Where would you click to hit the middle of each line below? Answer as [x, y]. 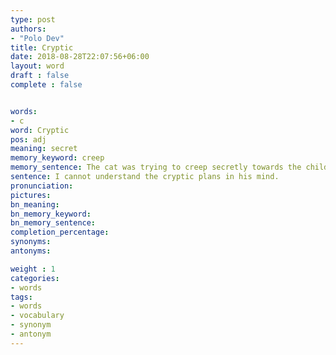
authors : [28, 29]
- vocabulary [37, 316]
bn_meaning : [35, 204]
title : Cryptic [42, 47]
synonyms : [31, 242]
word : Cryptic [40, 130]
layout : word [37, 66]
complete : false [46, 85]
